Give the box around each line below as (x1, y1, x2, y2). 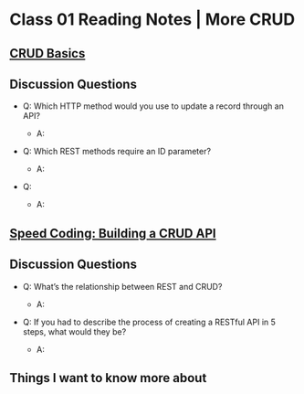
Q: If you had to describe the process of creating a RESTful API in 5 (22, 316, 277, 327)
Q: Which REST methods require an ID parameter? (22, 146, 212, 157)
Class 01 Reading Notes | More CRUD (9, 9, 296, 30)
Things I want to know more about (9, 370, 207, 386)
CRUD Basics (9, 46, 86, 61)
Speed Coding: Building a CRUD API (9, 225, 216, 241)
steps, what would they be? (22, 325, 127, 337)
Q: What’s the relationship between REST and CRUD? (22, 281, 223, 292)
